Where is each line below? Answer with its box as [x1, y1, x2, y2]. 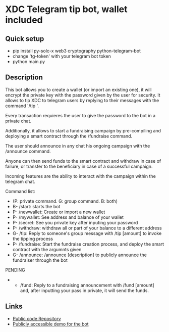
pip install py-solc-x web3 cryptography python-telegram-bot [12, 48, 141, 54]
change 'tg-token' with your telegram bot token [12, 53, 111, 59]
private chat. [5, 118, 32, 124]
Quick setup [5, 34, 44, 43]
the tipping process [12, 235, 53, 242]
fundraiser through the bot [12, 257, 68, 263]
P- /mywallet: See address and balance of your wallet [12, 214, 124, 220]
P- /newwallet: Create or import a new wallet [12, 209, 105, 215]
